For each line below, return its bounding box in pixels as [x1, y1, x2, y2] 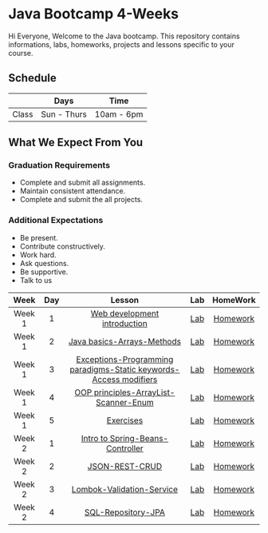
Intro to [81, 432, 108, 444]
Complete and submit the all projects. [19, 195, 144, 205]
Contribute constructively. [19, 241, 106, 251]
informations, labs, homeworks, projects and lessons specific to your [8, 39, 235, 49]
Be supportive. [19, 267, 69, 276]
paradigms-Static [69, 364, 137, 375]
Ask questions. [19, 258, 69, 268]
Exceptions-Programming [76, 353, 174, 364]
